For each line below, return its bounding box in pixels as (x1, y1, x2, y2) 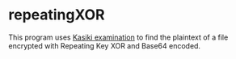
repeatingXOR (8, 6, 105, 24)
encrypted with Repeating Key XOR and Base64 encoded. (8, 40, 200, 50)
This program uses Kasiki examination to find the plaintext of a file (8, 32, 229, 42)
